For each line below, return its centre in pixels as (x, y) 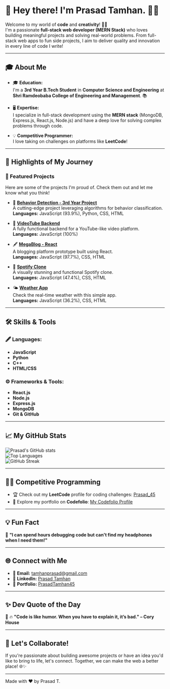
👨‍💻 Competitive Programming (53, 482)
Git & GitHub (26, 414)
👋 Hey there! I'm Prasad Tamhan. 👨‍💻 (82, 10)
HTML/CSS (25, 368)
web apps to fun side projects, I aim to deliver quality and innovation (89, 41)
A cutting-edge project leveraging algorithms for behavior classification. (88, 208)
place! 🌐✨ (16, 666)
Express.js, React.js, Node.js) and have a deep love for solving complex (87, 120)
